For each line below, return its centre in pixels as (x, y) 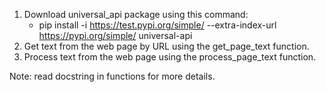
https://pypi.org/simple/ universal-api (115, 35)
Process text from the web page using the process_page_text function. (170, 57)
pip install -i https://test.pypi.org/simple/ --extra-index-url (157, 25)
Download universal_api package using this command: (136, 14)
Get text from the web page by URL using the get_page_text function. (166, 46)
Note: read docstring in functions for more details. (112, 76)
